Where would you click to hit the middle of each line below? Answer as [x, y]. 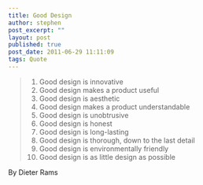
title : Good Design [40, 15]
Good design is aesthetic [79, 98]
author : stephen [35, 23]
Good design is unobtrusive [84, 115]
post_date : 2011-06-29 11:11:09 [61, 52]
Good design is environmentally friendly [104, 148]
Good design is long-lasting [84, 131]
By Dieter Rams [33, 172]
